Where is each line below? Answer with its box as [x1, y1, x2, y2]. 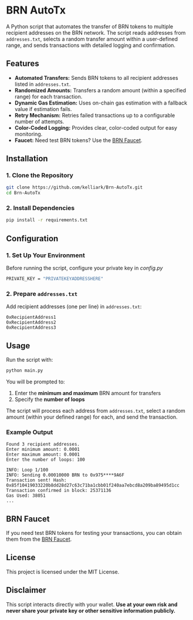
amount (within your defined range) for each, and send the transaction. [6, 413, 178, 420]
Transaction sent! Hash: [6, 477, 67, 483]
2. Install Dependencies [6, 204, 75, 212]
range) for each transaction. [14, 93, 83, 100]
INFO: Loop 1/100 [6, 467, 49, 473]
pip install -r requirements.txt [6, 217, 88, 223]
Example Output [6, 428, 53, 436]
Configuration [6, 233, 59, 244]
